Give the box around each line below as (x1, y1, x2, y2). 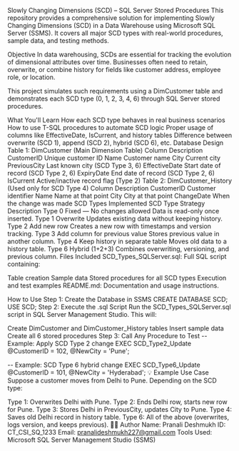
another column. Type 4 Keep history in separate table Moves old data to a (7, 237, 227, 245)
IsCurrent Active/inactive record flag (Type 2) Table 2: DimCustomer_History (7, 176, 233, 185)
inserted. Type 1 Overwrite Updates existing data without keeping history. (7, 214, 223, 223)
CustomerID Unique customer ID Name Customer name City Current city (7, 153, 221, 162)
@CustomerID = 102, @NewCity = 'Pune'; (7, 347, 130, 355)
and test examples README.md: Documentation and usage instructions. (7, 281, 219, 290)
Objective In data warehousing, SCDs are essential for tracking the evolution (7, 50, 232, 59)
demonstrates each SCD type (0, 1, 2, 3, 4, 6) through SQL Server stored (7, 94, 220, 103)
